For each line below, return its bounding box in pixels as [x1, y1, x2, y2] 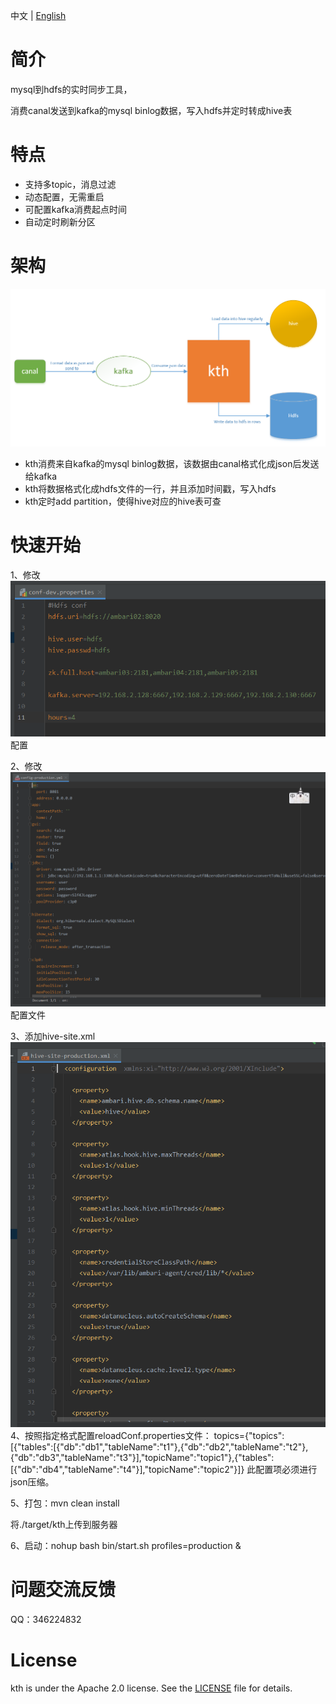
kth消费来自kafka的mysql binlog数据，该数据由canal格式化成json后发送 [24, 457, 320, 469]
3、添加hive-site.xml [10, 1030, 96, 1043]
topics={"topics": [213, 1429, 285, 1441]
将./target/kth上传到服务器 [10, 1518, 118, 1530]
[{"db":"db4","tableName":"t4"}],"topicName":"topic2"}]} [10, 1463, 245, 1475]
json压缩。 [10, 1475, 55, 1488]
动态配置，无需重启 [24, 190, 105, 203]
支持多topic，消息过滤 [24, 178, 117, 190]
